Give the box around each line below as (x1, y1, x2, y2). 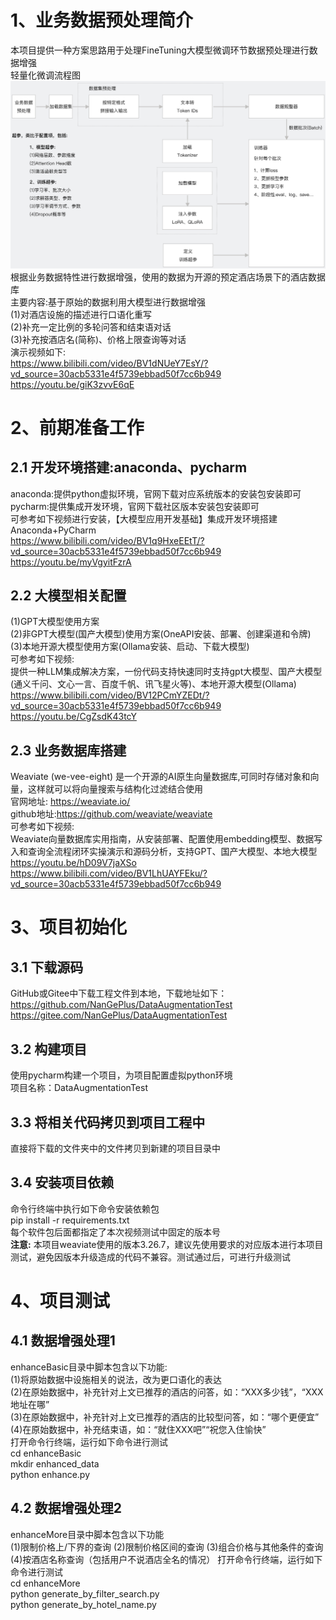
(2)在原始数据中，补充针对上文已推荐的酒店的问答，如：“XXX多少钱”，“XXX (10, 1386, 324, 1398)
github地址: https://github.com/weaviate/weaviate (10, 808, 213, 820)
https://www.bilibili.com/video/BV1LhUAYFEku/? (10, 867, 208, 880)
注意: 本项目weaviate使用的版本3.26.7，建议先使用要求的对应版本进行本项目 (10, 1238, 324, 1250)
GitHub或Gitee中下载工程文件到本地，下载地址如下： (10, 987, 228, 1000)
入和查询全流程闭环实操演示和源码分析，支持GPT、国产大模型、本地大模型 (10, 846, 318, 858)
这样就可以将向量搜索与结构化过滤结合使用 (27, 783, 203, 795)
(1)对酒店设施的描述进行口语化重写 (10, 308, 152, 320)
